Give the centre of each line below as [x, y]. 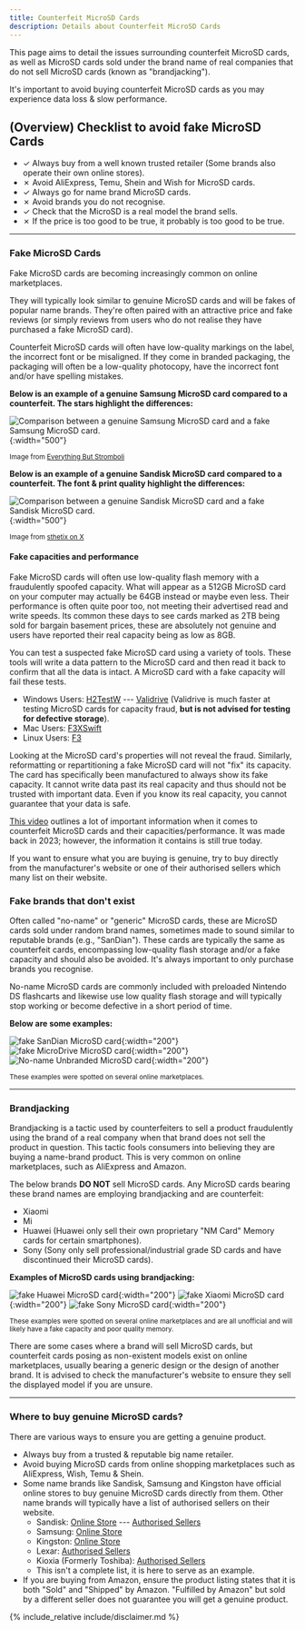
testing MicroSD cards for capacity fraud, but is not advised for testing [156, 709]
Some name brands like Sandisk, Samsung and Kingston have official [152, 1483]
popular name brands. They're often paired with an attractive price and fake [151, 310]
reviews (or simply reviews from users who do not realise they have [136, 320]
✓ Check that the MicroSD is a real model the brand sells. [130, 212]
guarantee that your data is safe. [70, 803]
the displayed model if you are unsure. [81, 1385]
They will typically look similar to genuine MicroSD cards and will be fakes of [153, 300]
